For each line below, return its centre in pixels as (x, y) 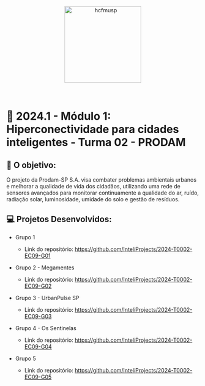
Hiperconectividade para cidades (93, 129)
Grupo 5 (26, 358)
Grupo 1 (25, 237)
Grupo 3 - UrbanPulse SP (47, 298)
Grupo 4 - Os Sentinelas (46, 328)
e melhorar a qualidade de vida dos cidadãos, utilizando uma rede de (93, 186)
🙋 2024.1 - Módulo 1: (59, 116)
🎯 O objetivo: (31, 165)
